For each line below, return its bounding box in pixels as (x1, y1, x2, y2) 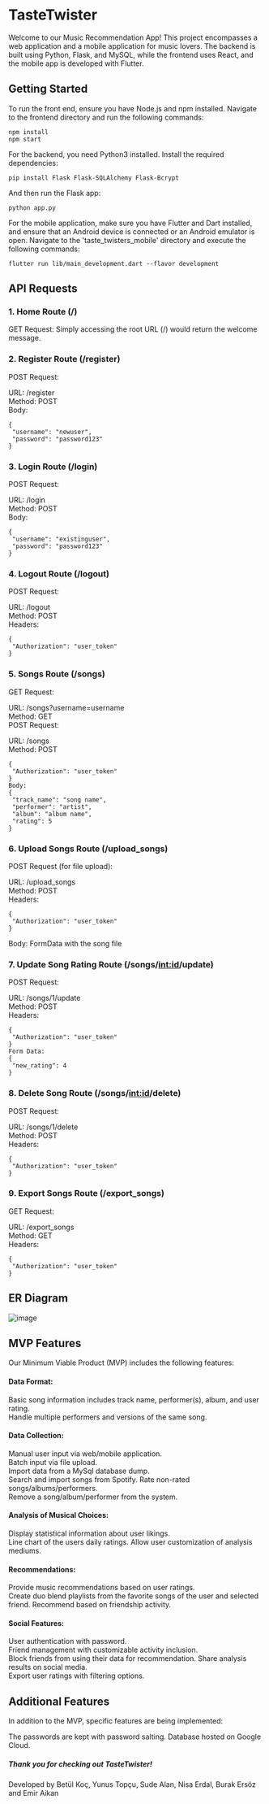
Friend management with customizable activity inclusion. (8, 1645, 199, 1655)
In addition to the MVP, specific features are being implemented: (8, 1716, 224, 1726)
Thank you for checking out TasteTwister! (8, 1758, 152, 1769)
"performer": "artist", (11, 802, 92, 811)
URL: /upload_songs (8, 876, 75, 887)
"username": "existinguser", (11, 535, 111, 544)
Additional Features (8, 1694, 110, 1708)
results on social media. (8, 1663, 88, 1672)
